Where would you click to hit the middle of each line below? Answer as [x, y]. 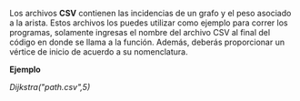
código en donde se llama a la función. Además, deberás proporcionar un [147, 42]
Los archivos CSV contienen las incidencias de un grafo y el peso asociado [150, 13]
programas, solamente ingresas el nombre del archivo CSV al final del [140, 32]
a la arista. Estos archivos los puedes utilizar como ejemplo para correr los [149, 23]
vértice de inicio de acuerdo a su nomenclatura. [99, 52]
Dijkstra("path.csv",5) [50, 87]
